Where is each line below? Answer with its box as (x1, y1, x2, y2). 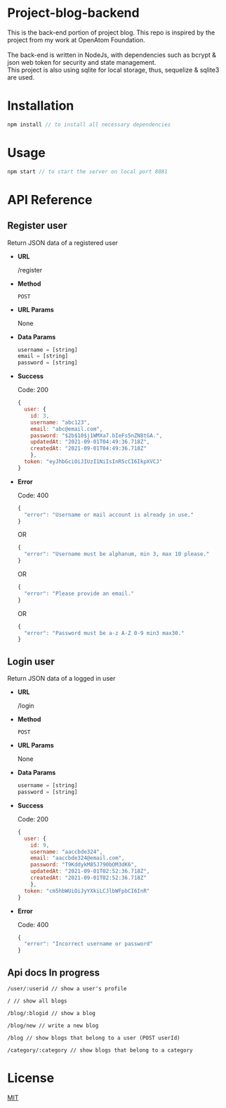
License (7, 1070, 55, 1086)
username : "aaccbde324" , (30, 848, 103, 855)
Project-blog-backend (7, 5, 140, 21)
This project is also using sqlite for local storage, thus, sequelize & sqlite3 (7, 65, 220, 74)
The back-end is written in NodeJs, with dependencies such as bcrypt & (7, 51, 216, 59)
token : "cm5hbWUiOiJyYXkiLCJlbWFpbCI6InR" (24, 887, 150, 895)
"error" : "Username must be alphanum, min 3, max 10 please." (24, 550, 210, 558)
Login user (7, 655, 55, 667)
